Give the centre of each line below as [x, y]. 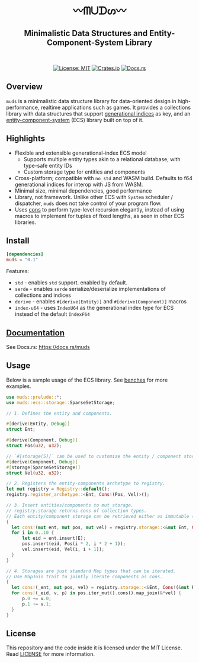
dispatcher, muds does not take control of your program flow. [88, 203]
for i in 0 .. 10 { [33, 533]
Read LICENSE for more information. [50, 654]
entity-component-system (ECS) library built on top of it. [75, 120]
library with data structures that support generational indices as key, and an [98, 113]
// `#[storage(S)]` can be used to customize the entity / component [94, 456]
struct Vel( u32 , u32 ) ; [34, 473]
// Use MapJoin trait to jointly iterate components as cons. [84, 576]
